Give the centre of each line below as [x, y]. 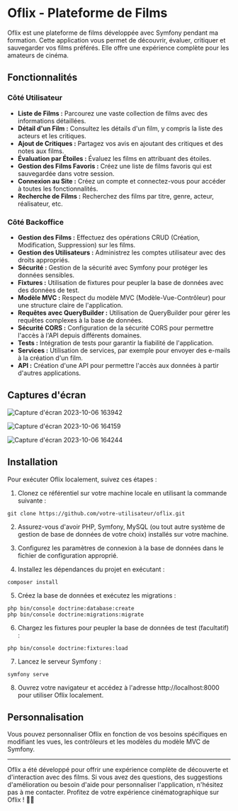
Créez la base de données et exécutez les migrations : [97, 595]
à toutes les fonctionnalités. [58, 189]
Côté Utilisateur [35, 98]
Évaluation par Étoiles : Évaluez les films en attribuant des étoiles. [114, 158]
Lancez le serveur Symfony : [59, 661]
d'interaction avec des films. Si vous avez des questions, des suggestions [115, 777]
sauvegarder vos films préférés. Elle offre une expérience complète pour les [118, 47]
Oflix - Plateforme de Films [87, 13]
